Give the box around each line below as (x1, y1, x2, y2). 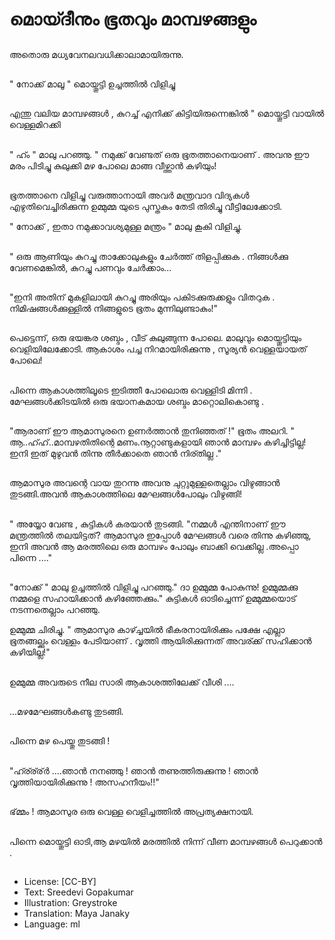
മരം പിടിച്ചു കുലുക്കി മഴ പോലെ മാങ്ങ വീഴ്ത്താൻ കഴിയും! (9, 159, 217, 172)
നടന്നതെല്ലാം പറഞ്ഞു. (9, 604, 101, 616)
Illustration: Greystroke (23, 897, 118, 908)
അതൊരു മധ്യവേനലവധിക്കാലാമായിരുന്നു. (9, 48, 184, 60)
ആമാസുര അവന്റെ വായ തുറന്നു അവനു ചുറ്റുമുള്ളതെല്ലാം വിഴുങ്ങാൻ (9, 477, 281, 489)
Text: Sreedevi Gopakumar (23, 886, 134, 898)
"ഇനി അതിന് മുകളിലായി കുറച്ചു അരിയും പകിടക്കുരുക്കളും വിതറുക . (9, 291, 276, 303)
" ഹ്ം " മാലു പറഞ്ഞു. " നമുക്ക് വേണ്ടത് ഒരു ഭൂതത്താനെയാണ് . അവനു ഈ (9, 148, 310, 160)
